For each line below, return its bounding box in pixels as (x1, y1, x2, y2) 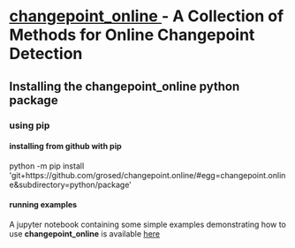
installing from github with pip (9, 141, 122, 152)
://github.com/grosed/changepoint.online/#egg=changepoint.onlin (43, 169, 286, 180)
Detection (9, 44, 83, 64)
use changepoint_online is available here (9, 228, 161, 239)
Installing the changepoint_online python (9, 79, 240, 94)
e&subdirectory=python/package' (9, 179, 132, 190)
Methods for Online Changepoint (9, 25, 255, 45)
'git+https (9, 169, 44, 180)
